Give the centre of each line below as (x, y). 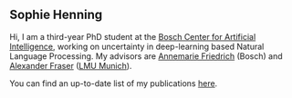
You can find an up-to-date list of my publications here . (114, 83)
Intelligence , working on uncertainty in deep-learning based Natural (137, 46)
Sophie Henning (56, 15)
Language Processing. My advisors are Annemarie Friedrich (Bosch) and (146, 56)
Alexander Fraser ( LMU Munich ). (71, 65)
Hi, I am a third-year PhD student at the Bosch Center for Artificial (133, 36)
